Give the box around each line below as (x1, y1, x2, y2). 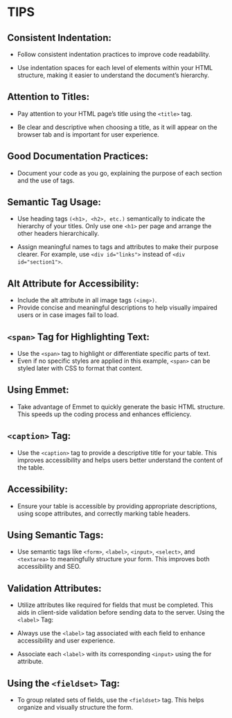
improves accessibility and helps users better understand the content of (17, 456, 223, 464)
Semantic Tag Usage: (7, 196, 102, 208)
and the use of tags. (17, 176, 75, 185)
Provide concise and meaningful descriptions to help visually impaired (17, 303, 218, 312)
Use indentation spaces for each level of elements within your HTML (17, 64, 213, 71)
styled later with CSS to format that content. (17, 364, 143, 373)
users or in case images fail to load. (17, 311, 119, 319)
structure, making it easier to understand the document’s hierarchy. (17, 71, 210, 79)
